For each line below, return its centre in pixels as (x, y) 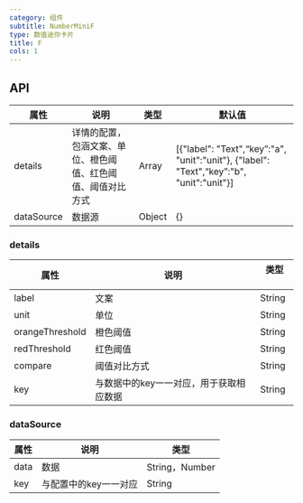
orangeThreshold (50, 332)
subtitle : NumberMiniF (52, 26)
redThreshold (42, 349)
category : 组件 (37, 18)
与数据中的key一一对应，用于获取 (166, 383)
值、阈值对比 (99, 186)
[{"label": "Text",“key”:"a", (231, 148)
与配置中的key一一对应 (90, 484)
